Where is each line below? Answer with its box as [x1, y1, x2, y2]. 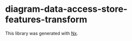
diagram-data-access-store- [5, 3, 128, 15]
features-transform [5, 14, 88, 25]
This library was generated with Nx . [5, 30, 78, 36]
